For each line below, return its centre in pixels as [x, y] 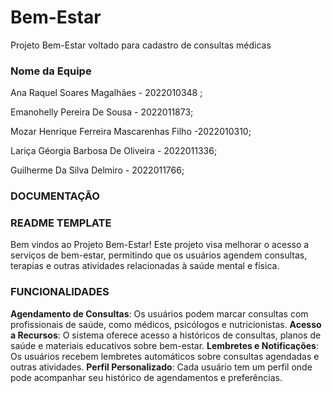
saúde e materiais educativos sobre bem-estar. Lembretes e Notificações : [164, 345]
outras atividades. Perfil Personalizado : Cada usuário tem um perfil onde [161, 367]
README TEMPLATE [61, 223]
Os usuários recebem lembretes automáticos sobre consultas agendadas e [165, 356]
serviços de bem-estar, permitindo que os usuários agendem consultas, [159, 255]
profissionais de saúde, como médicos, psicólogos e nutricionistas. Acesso [166, 324]
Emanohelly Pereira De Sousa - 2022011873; [102, 112]
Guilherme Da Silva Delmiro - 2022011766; [97, 170]
